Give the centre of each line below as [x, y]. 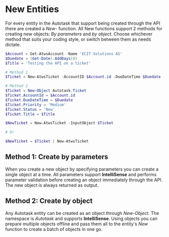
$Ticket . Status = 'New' [30, 109]
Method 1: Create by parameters [57, 157]
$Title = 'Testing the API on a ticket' [48, 63]
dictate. [13, 44]
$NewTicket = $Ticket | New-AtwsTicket [47, 141]
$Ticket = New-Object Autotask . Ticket [46, 91]
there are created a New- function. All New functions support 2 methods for [84, 28]
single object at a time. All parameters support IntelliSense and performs [81, 174]
